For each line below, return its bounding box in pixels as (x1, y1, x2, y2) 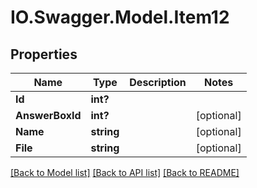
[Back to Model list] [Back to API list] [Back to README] (10, 167, 240, 178)
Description (129, 76, 187, 89)
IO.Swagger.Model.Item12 (10, 6, 230, 29)
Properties (10, 46, 78, 63)
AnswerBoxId (15, 109, 82, 122)
